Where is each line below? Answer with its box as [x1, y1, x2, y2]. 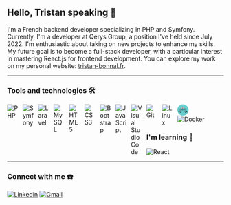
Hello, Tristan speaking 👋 [7, 7, 117, 19]
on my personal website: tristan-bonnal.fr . [7, 61, 126, 69]
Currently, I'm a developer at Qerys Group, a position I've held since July [7, 32, 213, 41]
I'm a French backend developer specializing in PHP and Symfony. [7, 25, 195, 33]
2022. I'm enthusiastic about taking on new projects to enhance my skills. [7, 39, 215, 48]
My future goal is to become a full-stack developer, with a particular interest [7, 47, 223, 55]
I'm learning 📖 [146, 132, 194, 142]
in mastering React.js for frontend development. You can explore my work [7, 54, 216, 63]
